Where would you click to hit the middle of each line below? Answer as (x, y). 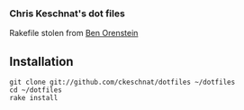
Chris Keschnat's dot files (68, 14)
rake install (34, 98)
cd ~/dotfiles (36, 90)
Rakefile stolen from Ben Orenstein (74, 33)
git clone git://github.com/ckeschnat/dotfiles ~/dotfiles (122, 82)
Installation (41, 61)
